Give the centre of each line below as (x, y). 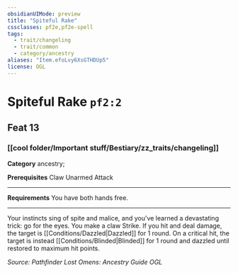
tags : (15, 34)
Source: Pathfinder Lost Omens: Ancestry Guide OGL (85, 262)
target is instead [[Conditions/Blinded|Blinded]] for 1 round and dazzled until (118, 240)
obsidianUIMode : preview (44, 14)
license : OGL (27, 67)
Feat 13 (23, 128)
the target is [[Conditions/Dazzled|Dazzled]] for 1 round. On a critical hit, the (119, 233)
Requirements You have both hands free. (68, 197)
